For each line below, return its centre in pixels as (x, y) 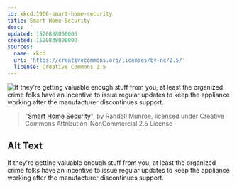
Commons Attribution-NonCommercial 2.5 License (99, 123)
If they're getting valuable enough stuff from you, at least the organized (112, 163)
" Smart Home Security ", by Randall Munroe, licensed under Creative (125, 116)
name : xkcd (30, 54)
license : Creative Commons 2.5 (60, 67)
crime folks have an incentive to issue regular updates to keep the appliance (119, 171)
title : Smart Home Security (49, 21)
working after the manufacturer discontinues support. (86, 178)
